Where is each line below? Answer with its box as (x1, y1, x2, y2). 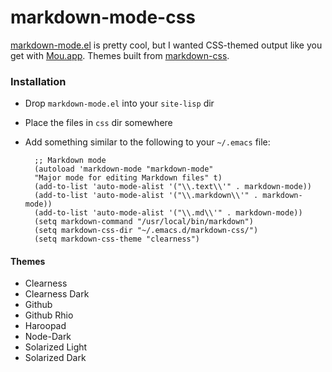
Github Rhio (24, 309, 74, 321)
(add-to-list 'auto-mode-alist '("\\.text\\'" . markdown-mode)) (34, 182, 312, 192)
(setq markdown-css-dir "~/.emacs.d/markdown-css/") (34, 226, 259, 236)
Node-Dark (24, 331, 72, 343)
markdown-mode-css (10, 6, 197, 29)
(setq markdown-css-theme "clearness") (34, 234, 200, 245)
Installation (10, 74, 67, 88)
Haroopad (24, 320, 67, 332)
